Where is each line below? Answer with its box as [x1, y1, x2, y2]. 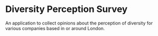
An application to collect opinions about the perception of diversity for [5, 20, 153, 26]
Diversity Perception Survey [5, 3, 128, 15]
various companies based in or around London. [5, 25, 105, 31]
